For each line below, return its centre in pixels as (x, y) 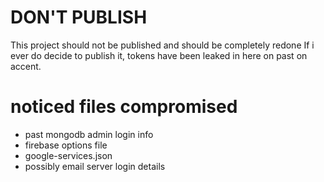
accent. (26, 66)
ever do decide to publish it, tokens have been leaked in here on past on (159, 55)
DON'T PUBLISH (79, 17)
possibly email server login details (95, 166)
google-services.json (68, 155)
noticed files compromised (124, 107)
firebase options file (66, 145)
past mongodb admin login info (89, 134)
